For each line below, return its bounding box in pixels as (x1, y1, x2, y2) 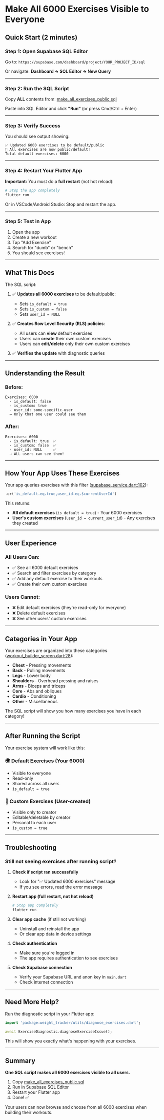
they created (12, 520, 38, 526)
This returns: (5, 500, 31, 506)
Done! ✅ (12, 1095, 29, 1100)
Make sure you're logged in (19, 950, 75, 956)
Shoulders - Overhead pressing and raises (12, 678, 99, 684)
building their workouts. (5, 1109, 53, 1116)
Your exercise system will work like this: (5, 745, 85, 751)
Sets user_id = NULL (19, 311, 61, 317)
